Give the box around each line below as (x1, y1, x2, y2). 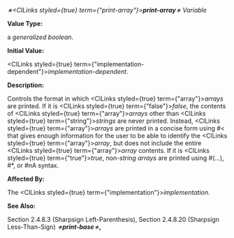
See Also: (7, 202, 36, 210)
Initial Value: (7, 47, 44, 54)
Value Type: (7, 20, 43, 27)
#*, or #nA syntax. (7, 161, 59, 170)
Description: (7, 81, 44, 89)
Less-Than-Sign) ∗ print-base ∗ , (7, 223, 101, 231)
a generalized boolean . (7, 33, 74, 41)
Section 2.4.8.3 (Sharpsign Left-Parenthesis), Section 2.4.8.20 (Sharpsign (7, 216, 220, 223)
